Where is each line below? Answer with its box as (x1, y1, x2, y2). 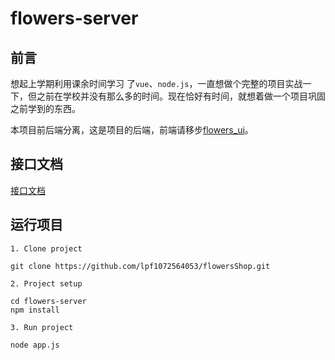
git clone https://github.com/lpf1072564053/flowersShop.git (10, 261, 271, 271)
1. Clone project (10, 243, 83, 254)
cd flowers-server (10, 296, 87, 306)
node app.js (10, 340, 60, 350)
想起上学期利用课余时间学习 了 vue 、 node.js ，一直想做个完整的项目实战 (10, 78, 303, 89)
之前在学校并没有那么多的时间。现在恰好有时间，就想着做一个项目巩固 (36, 90, 326, 102)
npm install (10, 305, 60, 315)
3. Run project (10, 322, 74, 332)
